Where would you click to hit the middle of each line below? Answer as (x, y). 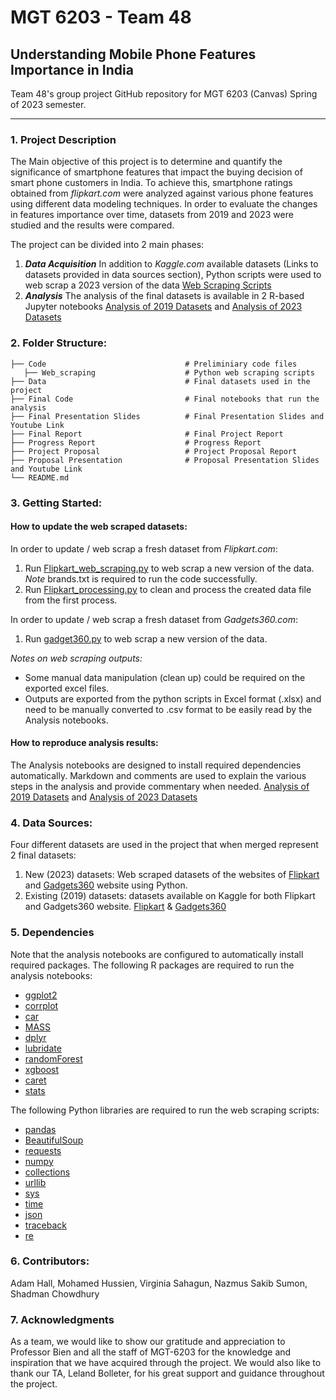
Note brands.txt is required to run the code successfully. (141, 578)
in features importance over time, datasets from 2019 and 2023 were (152, 215)
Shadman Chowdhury (55, 1293)
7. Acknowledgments (62, 1319)
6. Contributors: (50, 1261)
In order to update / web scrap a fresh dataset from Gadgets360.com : (154, 619)
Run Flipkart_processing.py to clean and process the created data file (168, 589)
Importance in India (72, 69)
